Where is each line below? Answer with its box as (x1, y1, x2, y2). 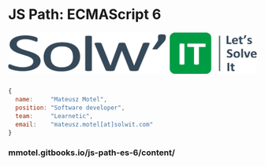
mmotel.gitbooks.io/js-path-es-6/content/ (8, 147, 176, 158)
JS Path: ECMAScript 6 (8, 6, 162, 24)
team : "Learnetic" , (15, 112, 93, 120)
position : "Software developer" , (15, 104, 125, 112)
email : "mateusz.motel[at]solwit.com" (15, 120, 154, 128)
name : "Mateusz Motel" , (15, 96, 108, 104)
